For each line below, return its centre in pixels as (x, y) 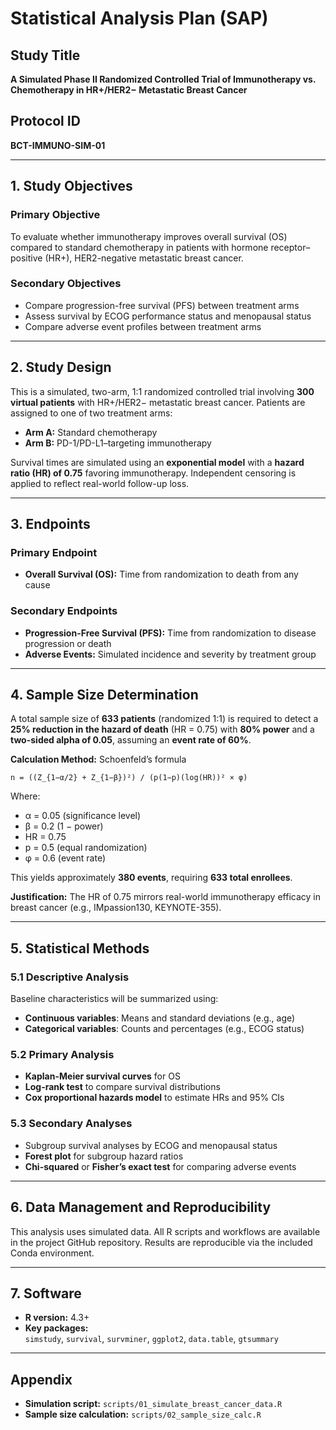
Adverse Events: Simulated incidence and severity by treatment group (170, 654)
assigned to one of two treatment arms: (91, 413)
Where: (25, 796)
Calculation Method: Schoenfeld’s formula (98, 759)
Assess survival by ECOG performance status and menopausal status (168, 316)
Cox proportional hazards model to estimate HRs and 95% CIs (154, 1098)
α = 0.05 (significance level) (83, 816)
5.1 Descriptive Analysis (70, 977)
